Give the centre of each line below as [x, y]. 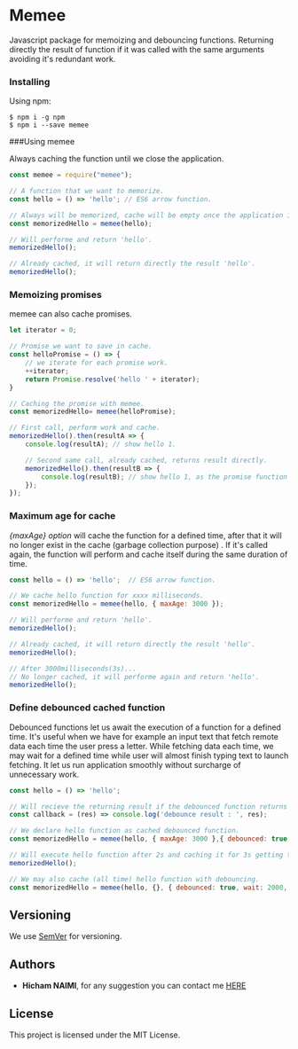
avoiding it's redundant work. [63, 59]
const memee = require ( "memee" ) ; [71, 175]
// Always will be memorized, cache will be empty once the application [146, 215]
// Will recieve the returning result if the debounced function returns [149, 806]
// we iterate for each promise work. [97, 363]
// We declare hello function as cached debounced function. [125, 831]
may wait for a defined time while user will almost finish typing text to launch [149, 755]
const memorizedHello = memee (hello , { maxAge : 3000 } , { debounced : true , [150, 839]
